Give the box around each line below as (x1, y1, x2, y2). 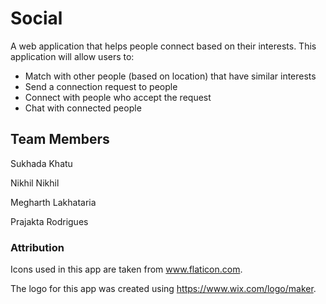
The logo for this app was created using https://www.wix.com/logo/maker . (10, 283, 317, 295)
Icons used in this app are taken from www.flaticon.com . (10, 263, 243, 276)
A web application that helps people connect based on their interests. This (10, 40, 317, 52)
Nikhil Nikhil (10, 177, 60, 189)
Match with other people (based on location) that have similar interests (24, 70, 317, 82)
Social (10, 7, 63, 30)
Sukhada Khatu (10, 157, 73, 169)
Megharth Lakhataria (10, 196, 97, 208)
